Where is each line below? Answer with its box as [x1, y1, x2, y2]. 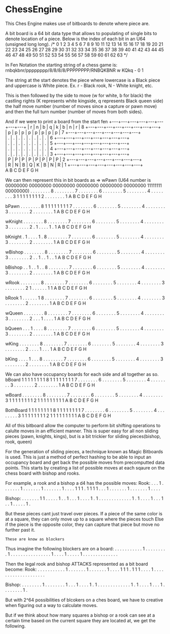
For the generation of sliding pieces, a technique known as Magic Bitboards [5, 448, 163, 454]
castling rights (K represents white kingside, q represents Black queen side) [5, 98, 164, 104]
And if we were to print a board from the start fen [5, 118, 108, 124]
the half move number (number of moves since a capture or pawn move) [5, 103, 157, 109]
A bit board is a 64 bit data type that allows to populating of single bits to [5, 30, 157, 36]
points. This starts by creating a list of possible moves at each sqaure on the [5, 464, 165, 471]
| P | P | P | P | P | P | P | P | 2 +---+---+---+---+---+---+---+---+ [5, 156, 142, 162]
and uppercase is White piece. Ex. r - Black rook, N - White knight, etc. [5, 82, 153, 89]
